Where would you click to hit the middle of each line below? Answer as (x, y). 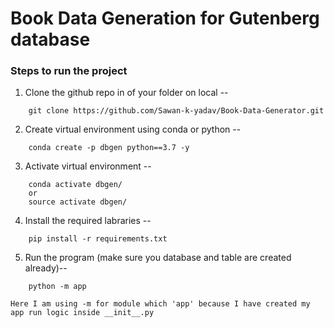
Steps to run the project (69, 71)
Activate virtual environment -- (88, 166)
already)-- (46, 268)
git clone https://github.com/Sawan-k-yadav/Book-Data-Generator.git (176, 111)
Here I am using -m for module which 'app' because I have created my (160, 304)
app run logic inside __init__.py (82, 313)
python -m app (57, 287)
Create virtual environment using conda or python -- (133, 129)
